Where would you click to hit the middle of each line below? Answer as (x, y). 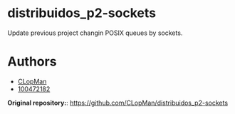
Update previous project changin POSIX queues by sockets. (95, 33)
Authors (32, 62)
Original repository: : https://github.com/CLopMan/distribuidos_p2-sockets (118, 103)
